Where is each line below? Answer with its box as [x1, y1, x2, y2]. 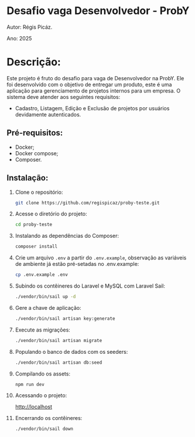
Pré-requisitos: [6, 128, 63, 138]
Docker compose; [15, 149, 59, 156]
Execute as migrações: [15, 326, 71, 333]
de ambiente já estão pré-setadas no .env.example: [15, 261, 139, 268]
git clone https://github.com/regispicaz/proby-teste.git [15, 200, 160, 206]
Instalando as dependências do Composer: [15, 233, 119, 240]
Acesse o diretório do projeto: [15, 210, 87, 217]
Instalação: [6, 173, 49, 183]
